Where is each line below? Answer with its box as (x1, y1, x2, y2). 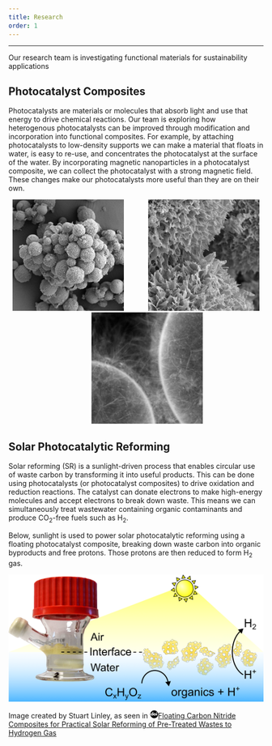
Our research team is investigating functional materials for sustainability (8, 53, 249, 62)
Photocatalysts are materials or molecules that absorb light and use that (8, 106, 249, 116)
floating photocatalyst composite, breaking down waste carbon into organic (8, 539, 261, 548)
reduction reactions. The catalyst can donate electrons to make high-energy (8, 487, 263, 497)
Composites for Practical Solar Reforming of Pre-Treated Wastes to (8, 719, 232, 729)
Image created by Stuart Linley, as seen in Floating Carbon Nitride (8, 711, 236, 721)
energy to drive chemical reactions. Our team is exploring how (8, 114, 216, 125)
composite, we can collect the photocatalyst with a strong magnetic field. (8, 166, 253, 176)
